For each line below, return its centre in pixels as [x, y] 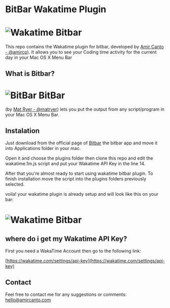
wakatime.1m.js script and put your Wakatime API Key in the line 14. [75, 164]
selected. [15, 184]
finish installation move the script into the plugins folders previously [76, 179]
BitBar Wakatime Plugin [56, 9]
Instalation [22, 131]
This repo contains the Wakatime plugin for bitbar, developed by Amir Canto [84, 47]
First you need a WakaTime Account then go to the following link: [73, 251]
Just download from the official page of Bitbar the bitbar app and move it [81, 143]
